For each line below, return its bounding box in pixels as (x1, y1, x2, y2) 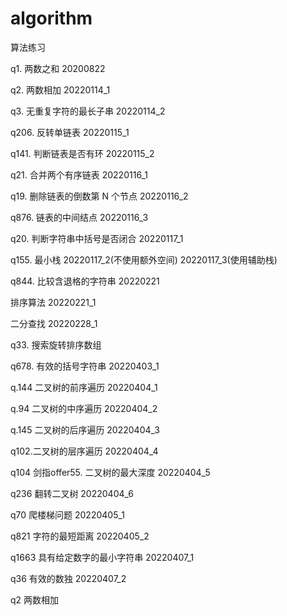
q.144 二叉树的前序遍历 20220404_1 (10, 381, 158, 393)
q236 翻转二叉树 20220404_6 (10, 487, 134, 499)
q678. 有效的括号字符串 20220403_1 (10, 360, 160, 372)
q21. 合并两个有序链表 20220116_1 (10, 168, 148, 181)
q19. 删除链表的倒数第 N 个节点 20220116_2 (10, 190, 189, 202)
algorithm (10, 7, 93, 30)
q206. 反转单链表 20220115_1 (10, 126, 130, 138)
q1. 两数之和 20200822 (10, 62, 106, 74)
